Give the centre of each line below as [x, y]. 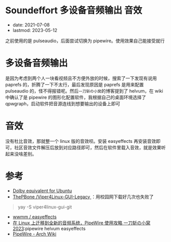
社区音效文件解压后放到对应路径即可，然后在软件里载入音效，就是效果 [88, 147]
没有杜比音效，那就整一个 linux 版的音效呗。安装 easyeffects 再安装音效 [81, 141]
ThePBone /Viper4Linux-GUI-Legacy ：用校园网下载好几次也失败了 [83, 197]
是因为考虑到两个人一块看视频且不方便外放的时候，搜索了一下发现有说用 [81, 78]
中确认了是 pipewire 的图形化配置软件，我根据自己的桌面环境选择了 [76, 97]
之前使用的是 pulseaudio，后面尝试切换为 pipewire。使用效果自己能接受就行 [85, 41]
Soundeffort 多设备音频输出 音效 [74, 10]
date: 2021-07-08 [31, 25]
